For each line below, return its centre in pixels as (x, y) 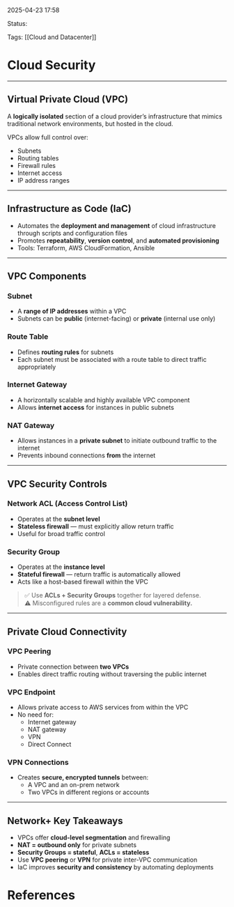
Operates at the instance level (61, 567)
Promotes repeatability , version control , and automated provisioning (118, 241)
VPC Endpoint (31, 692)
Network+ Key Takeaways (65, 821)
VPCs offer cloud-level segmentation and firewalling (94, 838)
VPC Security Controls (57, 484)
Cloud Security (52, 65)
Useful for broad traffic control (61, 533)
